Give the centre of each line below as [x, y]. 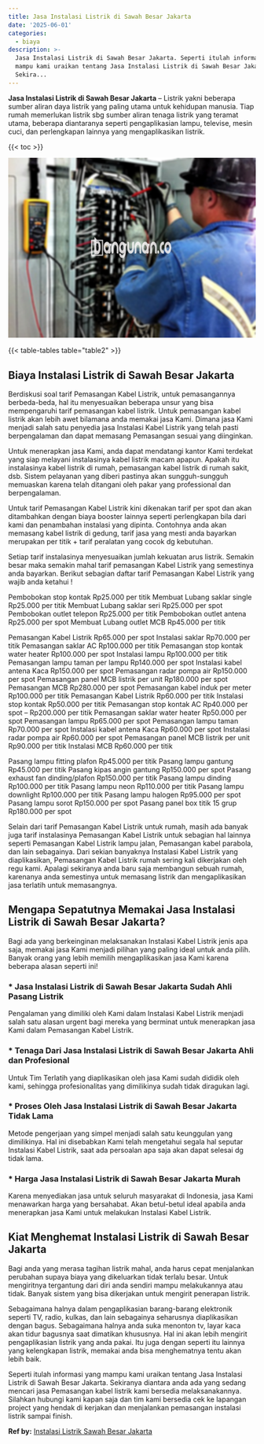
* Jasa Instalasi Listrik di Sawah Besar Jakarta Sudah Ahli [120, 986]
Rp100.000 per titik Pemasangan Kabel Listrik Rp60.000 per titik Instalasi [126, 696]
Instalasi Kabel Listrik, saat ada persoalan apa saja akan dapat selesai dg [126, 1150]
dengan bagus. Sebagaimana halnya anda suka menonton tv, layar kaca [125, 1325]
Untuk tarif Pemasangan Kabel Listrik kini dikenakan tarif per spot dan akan [130, 508]
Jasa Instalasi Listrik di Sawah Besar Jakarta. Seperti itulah [123, 58]
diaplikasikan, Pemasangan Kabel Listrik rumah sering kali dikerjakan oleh [128, 860]
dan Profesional [39, 1060]
